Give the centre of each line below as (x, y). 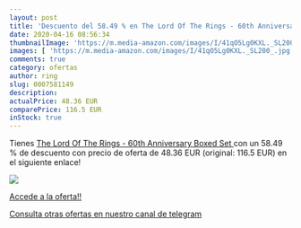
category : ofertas (43, 68)
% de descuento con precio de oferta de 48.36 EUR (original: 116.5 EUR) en (148, 153)
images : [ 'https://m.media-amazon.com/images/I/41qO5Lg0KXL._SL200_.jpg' (152, 51)
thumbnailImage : (39, 43)
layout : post (34, 18)
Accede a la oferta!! (46, 197)
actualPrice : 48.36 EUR (54, 101)
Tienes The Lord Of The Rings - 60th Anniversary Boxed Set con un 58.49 (146, 144)
